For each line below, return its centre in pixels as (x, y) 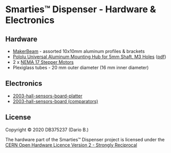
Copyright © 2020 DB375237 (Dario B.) (47, 130)
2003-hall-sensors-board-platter (48, 96)
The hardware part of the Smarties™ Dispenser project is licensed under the (85, 139)
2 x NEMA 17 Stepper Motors (43, 62)
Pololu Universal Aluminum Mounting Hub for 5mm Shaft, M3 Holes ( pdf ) (89, 57)
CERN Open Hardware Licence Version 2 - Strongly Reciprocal (71, 145)
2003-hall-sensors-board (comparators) (55, 101)
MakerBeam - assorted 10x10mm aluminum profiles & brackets (79, 51)
